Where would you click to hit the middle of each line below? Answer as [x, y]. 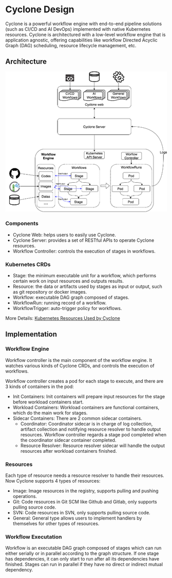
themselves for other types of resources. [56, 523]
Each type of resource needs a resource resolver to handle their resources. [85, 475]
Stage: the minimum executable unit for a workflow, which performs [84, 275]
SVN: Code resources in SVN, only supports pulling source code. [81, 512]
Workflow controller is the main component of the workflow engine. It [79, 360]
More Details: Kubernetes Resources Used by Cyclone [63, 318]
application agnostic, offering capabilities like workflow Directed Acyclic [81, 40]
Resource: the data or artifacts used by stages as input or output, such [88, 286]
